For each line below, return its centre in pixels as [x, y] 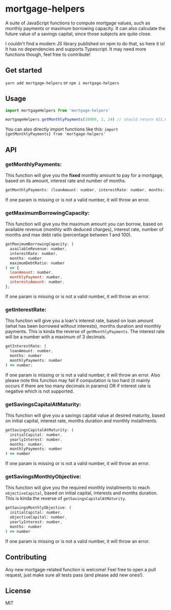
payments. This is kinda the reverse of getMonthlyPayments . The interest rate [85, 332]
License [18, 591]
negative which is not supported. [40, 391]
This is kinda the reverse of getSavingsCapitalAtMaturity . [66, 499]
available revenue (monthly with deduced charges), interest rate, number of [84, 229]
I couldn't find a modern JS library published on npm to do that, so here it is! [85, 43]
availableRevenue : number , [38, 249]
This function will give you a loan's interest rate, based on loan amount [79, 321]
